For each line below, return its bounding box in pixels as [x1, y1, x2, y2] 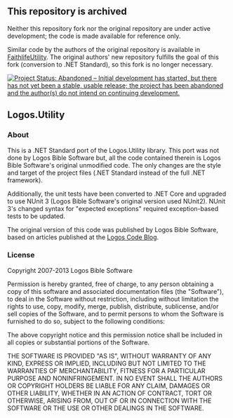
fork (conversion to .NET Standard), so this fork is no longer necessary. [7, 60, 213, 69]
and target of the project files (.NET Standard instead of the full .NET [7, 168, 206, 177]
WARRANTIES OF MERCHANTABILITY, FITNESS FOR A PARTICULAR [7, 366, 206, 375]
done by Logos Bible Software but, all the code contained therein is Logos [7, 154, 221, 162]
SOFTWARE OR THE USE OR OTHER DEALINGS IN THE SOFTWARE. [7, 403, 204, 412]
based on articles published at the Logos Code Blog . [7, 233, 159, 241]
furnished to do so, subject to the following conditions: [7, 317, 165, 325]
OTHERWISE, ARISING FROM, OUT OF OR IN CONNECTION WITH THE [7, 396, 212, 405]
